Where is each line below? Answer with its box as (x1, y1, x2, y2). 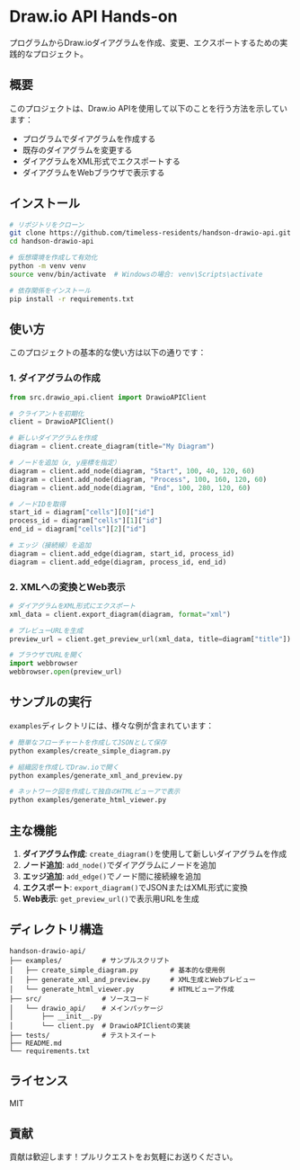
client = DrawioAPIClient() (9, 417, 115, 426)
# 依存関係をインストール (9, 286, 92, 295)
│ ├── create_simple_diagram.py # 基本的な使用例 (9, 965, 225, 975)
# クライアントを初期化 (9, 409, 84, 418)
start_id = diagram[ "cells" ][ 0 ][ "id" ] (9, 508, 154, 517)
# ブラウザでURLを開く (9, 650, 84, 660)
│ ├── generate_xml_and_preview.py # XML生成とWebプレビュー (9, 975, 256, 984)
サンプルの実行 (9, 694, 93, 710)
